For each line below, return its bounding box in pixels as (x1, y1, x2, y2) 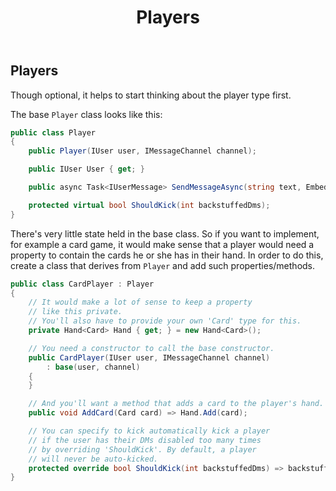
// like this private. (28, 307, 123, 317)
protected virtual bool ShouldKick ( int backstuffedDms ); (28, 200, 271, 210)
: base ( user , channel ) (46, 362, 141, 372)
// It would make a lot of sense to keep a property (28, 297, 253, 308)
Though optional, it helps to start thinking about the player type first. (10, 89, 292, 101)
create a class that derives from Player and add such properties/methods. (10, 259, 316, 271)
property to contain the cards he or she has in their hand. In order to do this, (10, 249, 324, 261)
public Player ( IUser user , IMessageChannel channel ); (28, 146, 257, 156)
